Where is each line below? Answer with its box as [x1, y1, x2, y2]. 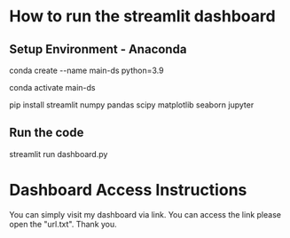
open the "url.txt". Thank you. [9, 218, 117, 229]
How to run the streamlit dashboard [9, 6, 277, 27]
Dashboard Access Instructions [9, 180, 247, 200]
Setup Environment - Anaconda [9, 42, 187, 57]
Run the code [9, 125, 84, 140]
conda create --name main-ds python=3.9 [9, 65, 164, 75]
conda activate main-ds [9, 83, 96, 92]
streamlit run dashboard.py [9, 148, 108, 159]
